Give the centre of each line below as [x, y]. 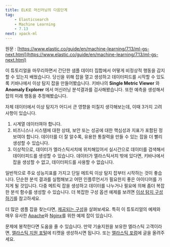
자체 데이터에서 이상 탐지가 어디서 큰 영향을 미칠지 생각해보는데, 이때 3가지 [79, 107]
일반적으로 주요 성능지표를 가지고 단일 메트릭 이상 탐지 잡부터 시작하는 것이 [79, 173]
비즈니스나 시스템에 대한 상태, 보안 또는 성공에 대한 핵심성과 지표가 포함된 [85, 130]
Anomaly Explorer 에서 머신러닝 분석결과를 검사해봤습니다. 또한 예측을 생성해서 [85, 89]
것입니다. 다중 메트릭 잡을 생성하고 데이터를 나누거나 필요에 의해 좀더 [88, 186]
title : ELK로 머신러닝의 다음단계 [36, 10]
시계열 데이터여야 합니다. [37, 124]
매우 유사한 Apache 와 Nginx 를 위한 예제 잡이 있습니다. [59, 215]
